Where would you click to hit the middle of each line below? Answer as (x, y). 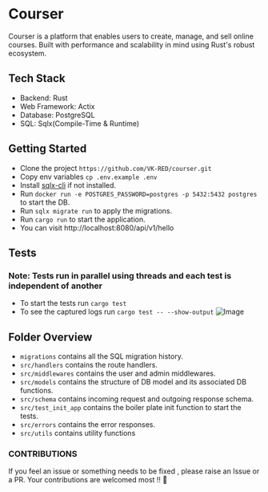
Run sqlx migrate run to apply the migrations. (96, 210)
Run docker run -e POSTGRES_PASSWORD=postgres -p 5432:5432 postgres (138, 193)
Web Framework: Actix (57, 106)
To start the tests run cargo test (73, 303)
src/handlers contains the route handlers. (89, 365)
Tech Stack (37, 78)
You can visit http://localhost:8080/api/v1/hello (97, 228)
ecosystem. (28, 53)
